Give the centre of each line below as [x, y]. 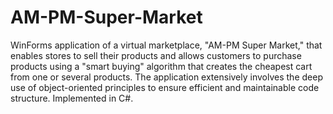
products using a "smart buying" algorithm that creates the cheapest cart [161, 66]
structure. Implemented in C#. [72, 98]
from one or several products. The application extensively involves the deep [166, 77]
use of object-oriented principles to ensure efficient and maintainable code [165, 87]
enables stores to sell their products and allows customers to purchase [156, 55]
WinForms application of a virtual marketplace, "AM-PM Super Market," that [166, 45]
